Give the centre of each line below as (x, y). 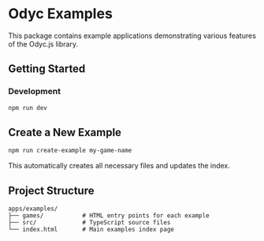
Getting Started (47, 69)
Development (35, 92)
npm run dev (28, 107)
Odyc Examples (60, 14)
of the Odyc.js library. (43, 43)
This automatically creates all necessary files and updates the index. (119, 166)
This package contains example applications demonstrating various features (132, 36)
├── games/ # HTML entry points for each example (109, 216)
